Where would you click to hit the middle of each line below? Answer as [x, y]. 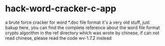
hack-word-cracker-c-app [61, 9]
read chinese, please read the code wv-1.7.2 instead [58, 38]
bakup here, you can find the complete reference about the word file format [82, 27]
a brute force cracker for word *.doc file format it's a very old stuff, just [78, 22]
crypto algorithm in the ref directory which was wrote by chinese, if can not [82, 33]
